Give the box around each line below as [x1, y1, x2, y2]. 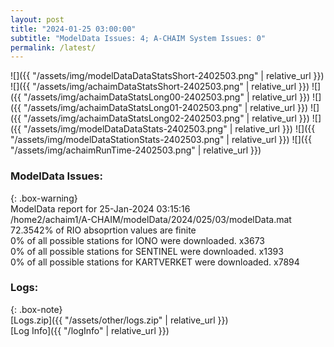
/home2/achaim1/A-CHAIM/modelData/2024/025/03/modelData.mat [10, 213, 292, 225]
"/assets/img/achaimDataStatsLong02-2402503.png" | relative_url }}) [23, 112, 310, 125]
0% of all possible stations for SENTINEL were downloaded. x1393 [10, 245, 284, 257]
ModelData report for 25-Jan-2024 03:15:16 [10, 202, 191, 215]
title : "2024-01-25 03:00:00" [10, 24, 137, 34]
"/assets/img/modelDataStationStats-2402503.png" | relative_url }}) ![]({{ [10, 134, 312, 146]
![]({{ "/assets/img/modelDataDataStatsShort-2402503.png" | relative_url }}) [10, 70, 325, 82]
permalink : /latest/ [10, 42, 97, 53]
